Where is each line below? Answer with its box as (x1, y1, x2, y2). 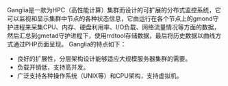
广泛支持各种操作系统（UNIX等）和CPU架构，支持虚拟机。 (16, 72, 183, 80)
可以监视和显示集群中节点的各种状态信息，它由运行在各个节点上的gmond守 (7, 14, 219, 23)
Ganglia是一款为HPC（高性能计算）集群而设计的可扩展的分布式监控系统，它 (7, 6, 221, 14)
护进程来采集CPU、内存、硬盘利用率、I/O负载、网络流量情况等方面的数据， (7, 23, 220, 31)
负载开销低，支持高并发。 (16, 63, 90, 71)
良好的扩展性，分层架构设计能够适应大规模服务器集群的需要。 (16, 55, 192, 63)
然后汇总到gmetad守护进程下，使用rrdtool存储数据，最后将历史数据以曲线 (7, 31, 216, 40)
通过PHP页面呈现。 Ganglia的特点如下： (12, 40, 127, 48)
